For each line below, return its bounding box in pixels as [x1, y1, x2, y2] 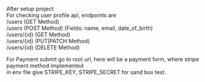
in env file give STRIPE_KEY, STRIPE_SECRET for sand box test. [6, 69, 166, 75]
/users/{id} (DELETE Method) [6, 44, 80, 51]
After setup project [6, 5, 54, 12]
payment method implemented [6, 62, 84, 69]
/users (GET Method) [6, 18, 60, 25]
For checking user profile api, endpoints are [6, 12, 116, 19]
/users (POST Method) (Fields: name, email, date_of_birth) [6, 24, 153, 32]
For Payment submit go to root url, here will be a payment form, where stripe [6, 56, 199, 63]
